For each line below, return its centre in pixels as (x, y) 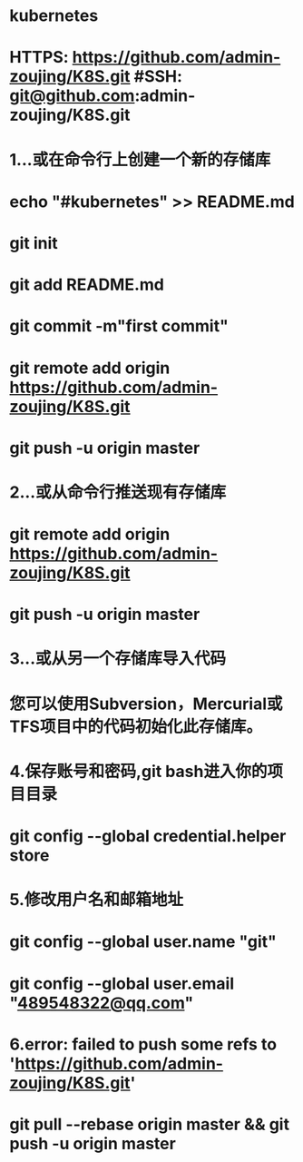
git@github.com (72, 96)
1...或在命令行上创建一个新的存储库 (140, 159)
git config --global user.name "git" (143, 942)
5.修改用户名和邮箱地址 (97, 900)
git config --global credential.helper (148, 836)
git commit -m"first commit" (119, 326)
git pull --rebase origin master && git (150, 1124)
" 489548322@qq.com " (102, 1003)
